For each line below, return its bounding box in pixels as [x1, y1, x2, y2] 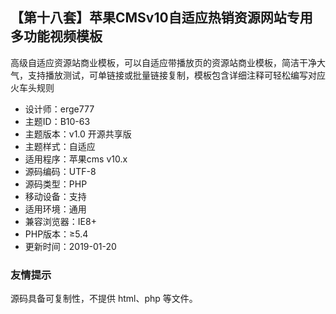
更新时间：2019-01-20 [24, 240, 117, 252]
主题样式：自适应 [24, 140, 96, 152]
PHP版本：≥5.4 [24, 228, 89, 240]
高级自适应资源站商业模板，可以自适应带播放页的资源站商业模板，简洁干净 [10, 56, 317, 68]
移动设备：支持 [24, 190, 87, 202]
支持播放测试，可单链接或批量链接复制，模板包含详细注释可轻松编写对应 [27, 69, 326, 81]
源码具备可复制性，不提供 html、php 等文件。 [10, 293, 198, 305]
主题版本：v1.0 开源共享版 [24, 128, 132, 140]
